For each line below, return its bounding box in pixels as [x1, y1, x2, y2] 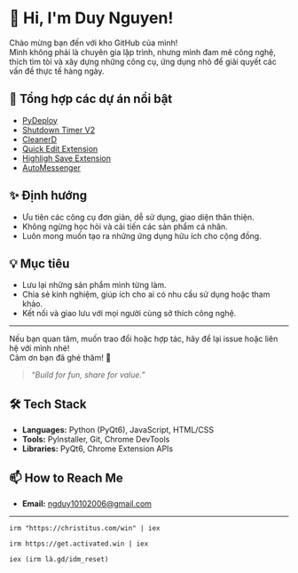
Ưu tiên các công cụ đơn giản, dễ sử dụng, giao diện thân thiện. [21, 211, 255, 222]
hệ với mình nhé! [9, 343, 70, 354]
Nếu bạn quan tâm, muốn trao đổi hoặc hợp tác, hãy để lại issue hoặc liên [9, 333, 278, 345]
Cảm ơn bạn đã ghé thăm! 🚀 [9, 353, 112, 363]
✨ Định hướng [9, 188, 87, 203]
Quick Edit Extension [21, 143, 98, 154]
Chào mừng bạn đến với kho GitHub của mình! [9, 37, 178, 48]
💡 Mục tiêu [9, 256, 70, 271]
